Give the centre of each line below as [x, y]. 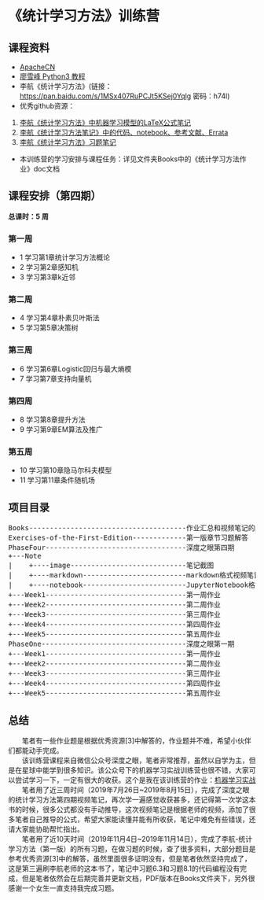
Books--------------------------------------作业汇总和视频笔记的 [132, 528]
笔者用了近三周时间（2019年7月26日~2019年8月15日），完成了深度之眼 [136, 789]
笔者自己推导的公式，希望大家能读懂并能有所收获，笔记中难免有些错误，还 [135, 819]
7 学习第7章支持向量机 [55, 378]
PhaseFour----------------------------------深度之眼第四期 [121, 548]
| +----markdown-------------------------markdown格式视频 [128, 575]
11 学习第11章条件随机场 [57, 480]
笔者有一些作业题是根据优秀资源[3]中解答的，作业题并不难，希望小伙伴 [137, 740]
